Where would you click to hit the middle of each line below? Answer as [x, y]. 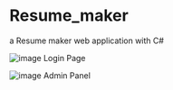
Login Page [65, 58]
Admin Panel [67, 75]
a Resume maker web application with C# [87, 40]
